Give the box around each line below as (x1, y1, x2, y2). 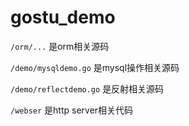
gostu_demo (10, 6, 116, 29)
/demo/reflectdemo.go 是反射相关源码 (10, 82, 165, 95)
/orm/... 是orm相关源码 (10, 40, 110, 52)
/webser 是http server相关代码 (10, 104, 134, 116)
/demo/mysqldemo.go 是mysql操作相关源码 (10, 61, 180, 73)
